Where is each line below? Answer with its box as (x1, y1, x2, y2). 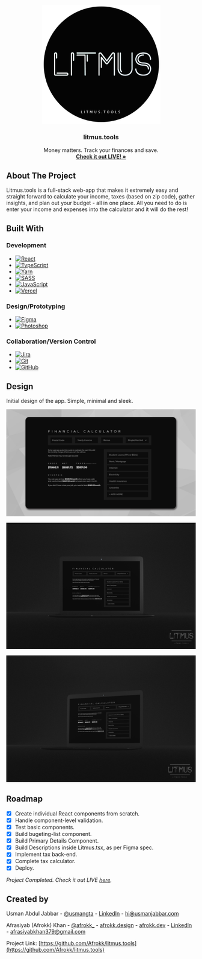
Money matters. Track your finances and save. (43, 147, 159, 154)
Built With (6, 223, 44, 233)
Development (6, 241, 47, 250)
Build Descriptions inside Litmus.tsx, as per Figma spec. (14, 844, 154, 851)
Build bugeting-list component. (14, 831, 92, 838)
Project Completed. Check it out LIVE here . (6, 876, 112, 884)
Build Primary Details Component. (14, 837, 99, 844)
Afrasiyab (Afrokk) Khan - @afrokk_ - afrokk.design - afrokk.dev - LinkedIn (6, 922, 192, 929)
